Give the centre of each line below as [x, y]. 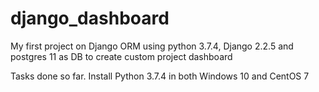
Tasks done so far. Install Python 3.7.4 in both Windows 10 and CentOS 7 [160, 76]
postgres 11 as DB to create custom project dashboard [121, 56]
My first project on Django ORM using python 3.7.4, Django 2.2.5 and [152, 46]
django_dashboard [90, 18]
